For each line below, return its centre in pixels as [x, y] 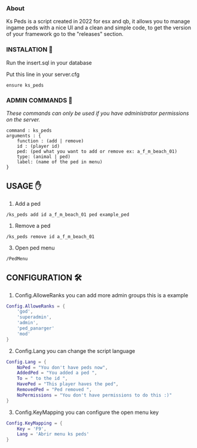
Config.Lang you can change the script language [75, 351]
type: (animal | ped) [44, 157]
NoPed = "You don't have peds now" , [63, 367]
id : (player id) [39, 146]
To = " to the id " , [42, 379]
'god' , [25, 312]
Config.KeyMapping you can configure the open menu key [87, 412]
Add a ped [27, 203]
